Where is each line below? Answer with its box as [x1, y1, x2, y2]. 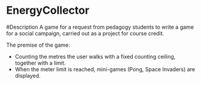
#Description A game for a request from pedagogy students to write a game [6, 23, 194, 31]
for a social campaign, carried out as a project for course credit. [6, 29, 164, 37]
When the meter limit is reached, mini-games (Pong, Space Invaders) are [14, 65, 196, 72]
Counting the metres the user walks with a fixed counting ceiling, [14, 53, 176, 60]
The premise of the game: [6, 41, 70, 48]
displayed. [14, 72, 41, 79]
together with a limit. [14, 59, 66, 66]
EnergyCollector [6, 4, 90, 17]
